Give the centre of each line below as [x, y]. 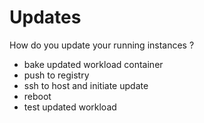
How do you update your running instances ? [102, 45]
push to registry [56, 75]
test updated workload [70, 107]
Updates [45, 17]
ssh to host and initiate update [86, 85]
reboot [37, 96]
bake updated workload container [93, 64]
